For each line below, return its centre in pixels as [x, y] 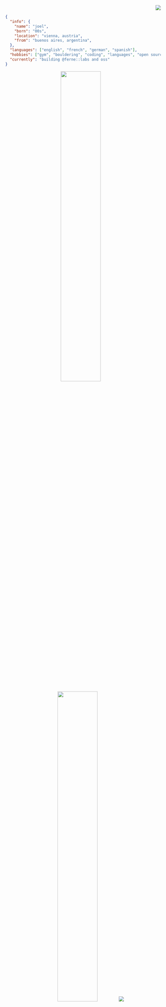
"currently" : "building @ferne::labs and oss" [60, 59]
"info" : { [20, 21]
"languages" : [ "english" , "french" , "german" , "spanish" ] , [74, 50]
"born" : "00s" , [30, 31]
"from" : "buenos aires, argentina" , [53, 41]
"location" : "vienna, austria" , [48, 36]
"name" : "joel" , [31, 26]
